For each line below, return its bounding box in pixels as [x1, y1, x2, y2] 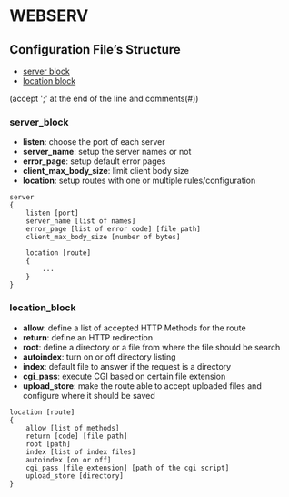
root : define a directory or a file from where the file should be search [22, 341, 281, 352]
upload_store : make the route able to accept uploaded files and [22, 380, 262, 391]
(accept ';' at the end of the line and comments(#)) [9, 93, 199, 104]
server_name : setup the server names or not [22, 147, 192, 157]
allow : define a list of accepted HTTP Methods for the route [22, 322, 247, 333]
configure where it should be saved [22, 390, 156, 401]
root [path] [25, 439, 71, 449]
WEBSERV [9, 5, 89, 26]
